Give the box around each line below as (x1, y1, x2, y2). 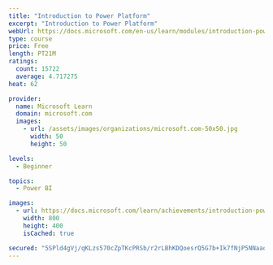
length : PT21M (8, 50, 57, 58)
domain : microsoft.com (15, 110, 93, 118)
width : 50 (29, 132, 63, 141)
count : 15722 (15, 65, 60, 73)
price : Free (8, 42, 49, 50)
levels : (8, 154, 35, 163)
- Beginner (15, 162, 53, 171)
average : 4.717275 (15, 72, 79, 80)
